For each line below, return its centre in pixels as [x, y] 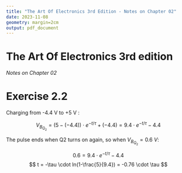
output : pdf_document [32, 28]
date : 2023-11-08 [27, 17]
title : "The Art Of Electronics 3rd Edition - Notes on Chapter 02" [91, 11]
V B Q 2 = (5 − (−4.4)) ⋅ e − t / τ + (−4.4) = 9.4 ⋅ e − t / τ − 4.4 [98, 126]
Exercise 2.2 [37, 96]
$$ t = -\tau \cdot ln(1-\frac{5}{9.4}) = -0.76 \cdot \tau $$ [98, 164]
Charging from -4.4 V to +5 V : [43, 113]
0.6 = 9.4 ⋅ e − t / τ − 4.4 [98, 154]
